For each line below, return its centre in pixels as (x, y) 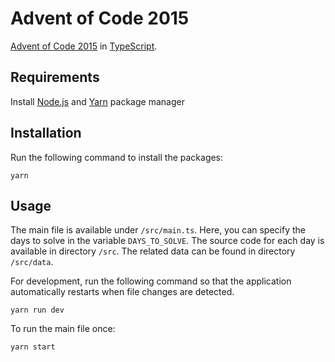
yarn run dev (37, 310)
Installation (46, 133)
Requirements (55, 77)
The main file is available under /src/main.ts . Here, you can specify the (158, 230)
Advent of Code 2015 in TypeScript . (84, 46)
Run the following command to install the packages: (117, 157)
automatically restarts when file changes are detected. (122, 292)
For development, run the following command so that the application (151, 281)
